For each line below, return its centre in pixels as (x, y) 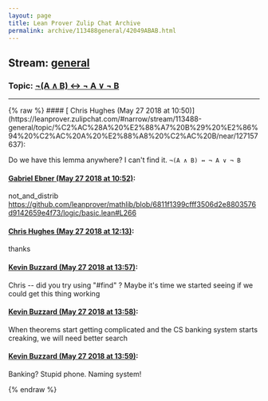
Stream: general (49, 63)
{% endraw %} (33, 390)
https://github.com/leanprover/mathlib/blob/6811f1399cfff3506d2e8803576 (132, 204)
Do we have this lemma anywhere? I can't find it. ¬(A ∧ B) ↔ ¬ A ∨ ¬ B (124, 160)
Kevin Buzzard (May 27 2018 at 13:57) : (73, 268)
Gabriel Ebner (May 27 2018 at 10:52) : (72, 178)
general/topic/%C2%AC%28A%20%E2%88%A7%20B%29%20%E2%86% (133, 128)
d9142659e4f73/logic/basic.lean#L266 (73, 213)
